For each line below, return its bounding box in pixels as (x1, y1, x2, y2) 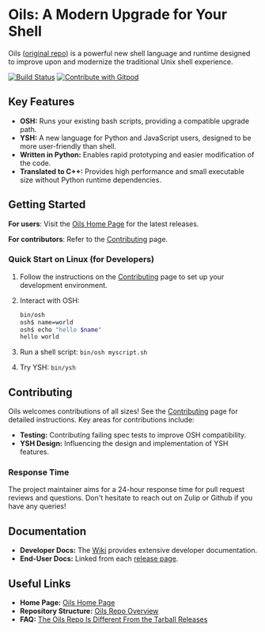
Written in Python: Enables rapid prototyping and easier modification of (19, 149, 255, 159)
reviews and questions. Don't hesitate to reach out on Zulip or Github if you (8, 493, 253, 503)
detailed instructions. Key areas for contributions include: (8, 415, 195, 425)
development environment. (19, 280, 108, 290)
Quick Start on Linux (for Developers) (8, 254, 154, 265)
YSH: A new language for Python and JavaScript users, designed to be (19, 133, 252, 142)
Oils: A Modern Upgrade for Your (8, 6, 228, 24)
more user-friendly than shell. (19, 141, 117, 151)
